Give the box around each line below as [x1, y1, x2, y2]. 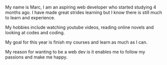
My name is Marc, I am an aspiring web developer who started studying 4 [5, 4, 157, 10]
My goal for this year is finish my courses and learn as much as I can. [5, 39, 148, 45]
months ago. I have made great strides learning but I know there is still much [5, 9, 163, 15]
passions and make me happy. [5, 54, 68, 60]
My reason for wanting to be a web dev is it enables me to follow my [5, 49, 146, 55]
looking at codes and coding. [5, 30, 65, 35]
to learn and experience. [5, 15, 56, 20]
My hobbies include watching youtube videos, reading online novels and [5, 24, 154, 30]
